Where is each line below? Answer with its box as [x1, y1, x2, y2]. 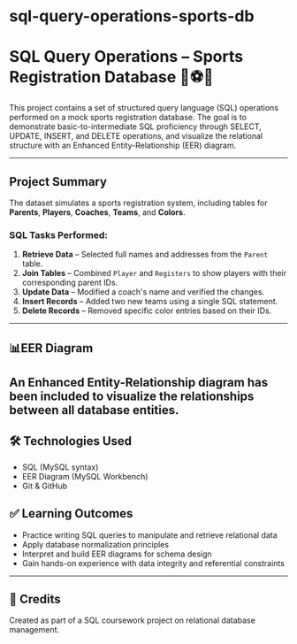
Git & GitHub [21, 480, 68, 491]
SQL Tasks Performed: [9, 228, 109, 241]
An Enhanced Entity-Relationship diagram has [9, 375, 268, 390]
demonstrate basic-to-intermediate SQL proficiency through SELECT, [9, 121, 263, 132]
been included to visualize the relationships [9, 389, 255, 404]
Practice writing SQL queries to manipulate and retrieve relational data [21, 529, 278, 540]
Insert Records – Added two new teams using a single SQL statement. [21, 296, 278, 307]
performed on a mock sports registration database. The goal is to [9, 112, 247, 123]
